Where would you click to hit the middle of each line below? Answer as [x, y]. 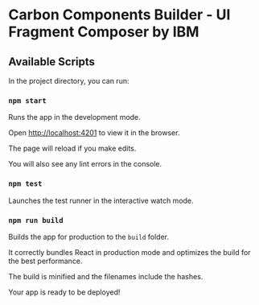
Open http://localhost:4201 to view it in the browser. [94, 133]
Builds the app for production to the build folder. [89, 237]
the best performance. [45, 261]
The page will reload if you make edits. [72, 148]
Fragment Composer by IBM [104, 32]
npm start [27, 101]
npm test [25, 184]
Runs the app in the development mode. [74, 117]
